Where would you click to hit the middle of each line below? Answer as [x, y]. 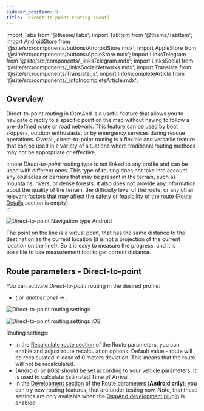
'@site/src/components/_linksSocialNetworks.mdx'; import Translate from [99, 67]
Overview [25, 99]
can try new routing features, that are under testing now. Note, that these [106, 390]
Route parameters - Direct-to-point [74, 271]
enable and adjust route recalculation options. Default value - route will [104, 351]
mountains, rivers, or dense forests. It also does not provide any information [101, 183]
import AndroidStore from [39, 41]
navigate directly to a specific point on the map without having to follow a [98, 120]
